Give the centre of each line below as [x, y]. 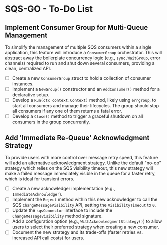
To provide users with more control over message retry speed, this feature [82, 158]
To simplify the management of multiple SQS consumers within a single [78, 47]
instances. [23, 84]
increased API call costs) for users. [48, 238]
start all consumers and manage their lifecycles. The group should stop [85, 106]
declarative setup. [31, 95]
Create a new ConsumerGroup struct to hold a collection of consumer [82, 78]
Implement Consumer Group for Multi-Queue [77, 28]
